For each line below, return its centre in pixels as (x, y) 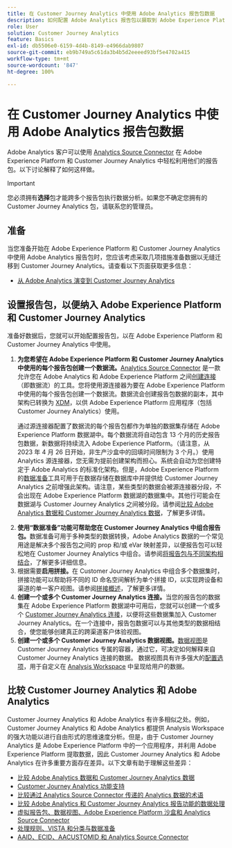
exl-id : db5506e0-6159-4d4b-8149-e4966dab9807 (75, 46)
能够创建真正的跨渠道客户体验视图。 (93, 632)
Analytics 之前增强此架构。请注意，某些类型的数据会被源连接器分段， (116, 487)
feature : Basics (30, 40)
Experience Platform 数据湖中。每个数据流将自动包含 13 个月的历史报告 (118, 435)
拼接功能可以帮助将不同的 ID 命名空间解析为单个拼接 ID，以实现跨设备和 (120, 580)
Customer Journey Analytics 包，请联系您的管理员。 (82, 206)
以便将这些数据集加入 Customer (171, 615)
